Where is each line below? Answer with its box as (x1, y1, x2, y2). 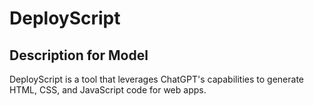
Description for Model (9, 47, 149, 64)
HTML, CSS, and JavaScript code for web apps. (9, 84, 207, 96)
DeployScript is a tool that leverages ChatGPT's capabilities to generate (9, 73, 305, 85)
